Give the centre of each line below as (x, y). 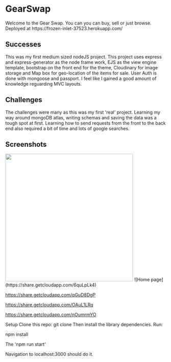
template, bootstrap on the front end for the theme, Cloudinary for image (82, 67)
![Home (142, 280)
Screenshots (26, 144)
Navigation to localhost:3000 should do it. (49, 354)
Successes (23, 45)
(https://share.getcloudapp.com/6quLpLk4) (51, 285)
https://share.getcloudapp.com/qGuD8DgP (51, 295)
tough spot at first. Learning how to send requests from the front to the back (86, 123)
